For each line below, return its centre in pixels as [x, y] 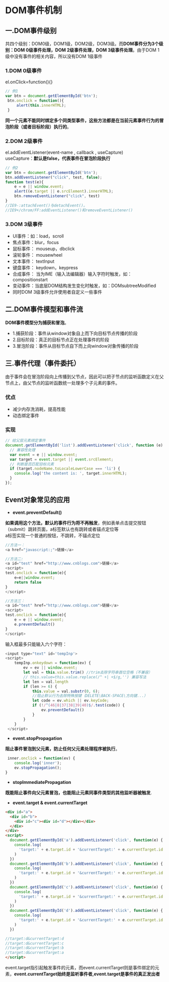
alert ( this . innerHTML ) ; [41, 105]
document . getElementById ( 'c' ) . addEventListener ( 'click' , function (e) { [87, 887]
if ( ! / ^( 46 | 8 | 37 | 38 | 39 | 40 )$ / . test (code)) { [78, 706]
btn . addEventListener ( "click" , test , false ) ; [54, 177]
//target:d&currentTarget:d [35, 939]
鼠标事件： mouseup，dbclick [44, 249]
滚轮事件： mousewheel [37, 255]
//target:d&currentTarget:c [35, 943]
